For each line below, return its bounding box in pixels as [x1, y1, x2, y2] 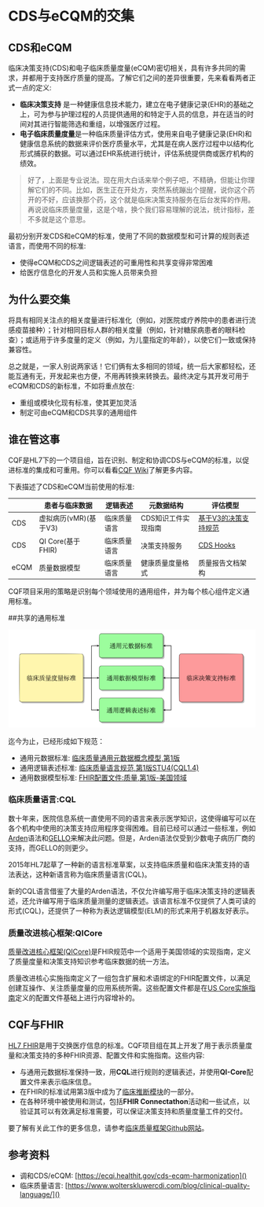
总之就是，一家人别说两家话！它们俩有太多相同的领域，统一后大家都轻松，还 [8, 361, 256, 370]
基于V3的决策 [198, 513, 242, 523]
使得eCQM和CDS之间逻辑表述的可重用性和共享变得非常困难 [19, 258, 214, 267]
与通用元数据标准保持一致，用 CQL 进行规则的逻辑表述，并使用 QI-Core [19, 1067, 247, 1076]
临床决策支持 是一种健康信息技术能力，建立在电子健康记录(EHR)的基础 [19, 100, 247, 109]
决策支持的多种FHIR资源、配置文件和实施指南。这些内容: [21, 1051, 205, 1060]
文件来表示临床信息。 [26, 1076, 96, 1086]
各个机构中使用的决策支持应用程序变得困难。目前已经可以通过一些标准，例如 [8, 823, 256, 833]
